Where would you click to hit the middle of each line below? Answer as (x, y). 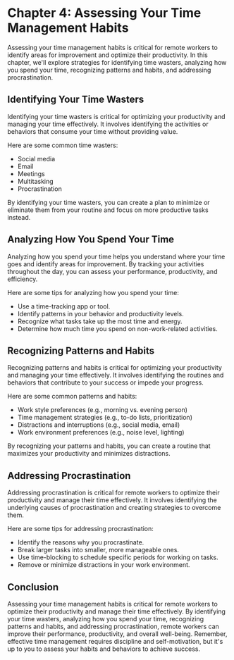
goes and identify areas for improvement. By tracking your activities (106, 264)
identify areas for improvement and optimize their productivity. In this (107, 55)
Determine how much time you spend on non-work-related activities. (117, 328)
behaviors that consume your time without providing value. (93, 131)
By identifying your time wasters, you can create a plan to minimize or (109, 202)
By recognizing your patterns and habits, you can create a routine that (109, 446)
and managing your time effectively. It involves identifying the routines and (116, 375)
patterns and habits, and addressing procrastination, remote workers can (113, 626)
